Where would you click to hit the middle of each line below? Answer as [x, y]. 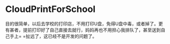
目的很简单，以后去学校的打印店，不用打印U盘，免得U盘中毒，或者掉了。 [82, 23]
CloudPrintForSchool [50, 9]
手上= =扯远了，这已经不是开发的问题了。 [53, 36]
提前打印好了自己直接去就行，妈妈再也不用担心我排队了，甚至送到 [92, 30]
